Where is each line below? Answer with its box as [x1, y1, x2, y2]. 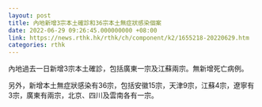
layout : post [8, 11, 51, 20]
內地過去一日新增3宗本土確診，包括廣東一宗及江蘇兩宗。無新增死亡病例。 [8, 64, 249, 74]
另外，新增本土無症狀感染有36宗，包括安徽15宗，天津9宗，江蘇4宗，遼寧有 [8, 81, 255, 90]
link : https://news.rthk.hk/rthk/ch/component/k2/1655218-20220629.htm [8, 33, 249, 42]
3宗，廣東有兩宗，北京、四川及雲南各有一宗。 [8, 90, 158, 100]
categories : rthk [8, 41, 66, 49]
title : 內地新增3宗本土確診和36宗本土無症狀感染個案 [8, 19, 162, 27]
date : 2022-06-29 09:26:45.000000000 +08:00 [8, 26, 158, 34]
